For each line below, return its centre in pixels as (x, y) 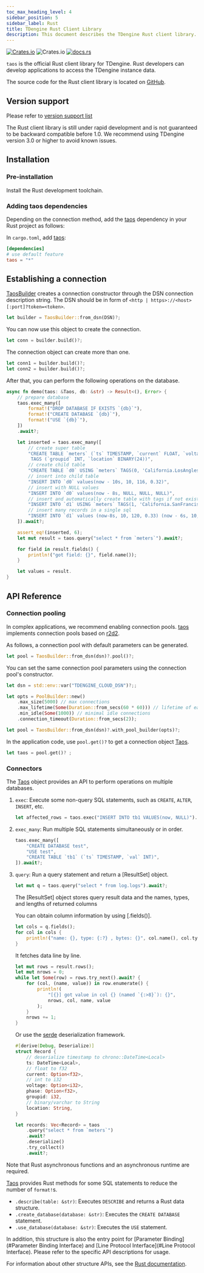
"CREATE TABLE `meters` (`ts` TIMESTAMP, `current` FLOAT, (104, 454)
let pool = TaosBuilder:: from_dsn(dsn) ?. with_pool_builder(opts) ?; (93, 730)
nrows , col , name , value (79, 1000)
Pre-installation (30, 177)
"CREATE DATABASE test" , (58, 846)
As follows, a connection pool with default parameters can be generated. (97, 645)
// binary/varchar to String (63, 1103)
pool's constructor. (30, 674)
